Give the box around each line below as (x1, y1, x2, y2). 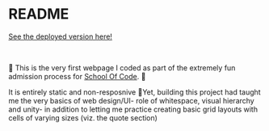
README (8, 5, 69, 23)
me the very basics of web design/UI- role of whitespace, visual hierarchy (8, 95, 254, 105)
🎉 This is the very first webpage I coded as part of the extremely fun (8, 62, 236, 73)
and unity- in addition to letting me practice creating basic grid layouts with (8, 104, 258, 114)
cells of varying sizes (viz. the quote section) (8, 112, 158, 122)
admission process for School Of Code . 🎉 (8, 71, 146, 81)
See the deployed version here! (8, 32, 113, 41)
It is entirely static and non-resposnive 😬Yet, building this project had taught (8, 87, 261, 97)
